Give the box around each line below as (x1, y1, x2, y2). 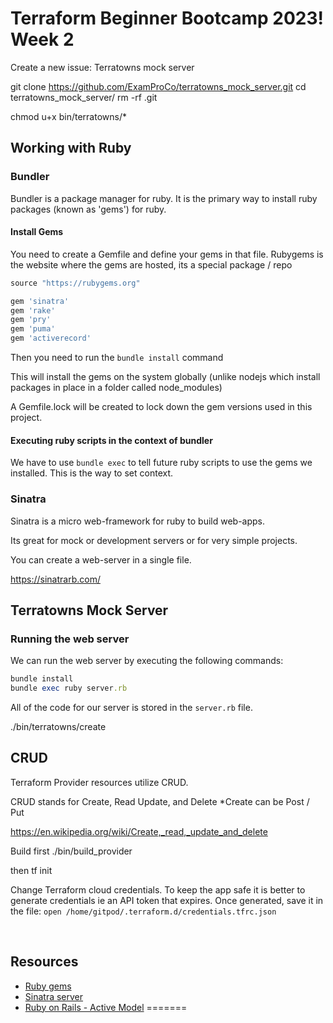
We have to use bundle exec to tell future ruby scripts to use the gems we (10, 457, 313, 469)
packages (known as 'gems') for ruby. (10, 203, 167, 215)
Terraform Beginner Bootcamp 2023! (10, 7, 325, 30)
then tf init (10, 864, 53, 876)
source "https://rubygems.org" (10, 278, 141, 288)
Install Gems (10, 226, 64, 238)
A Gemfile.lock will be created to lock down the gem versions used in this (10, 401, 313, 413)
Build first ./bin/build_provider (10, 845, 133, 857)
